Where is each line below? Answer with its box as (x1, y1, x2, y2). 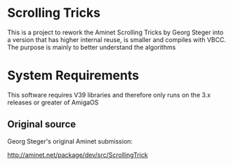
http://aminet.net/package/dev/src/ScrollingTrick (7, 151, 149, 159)
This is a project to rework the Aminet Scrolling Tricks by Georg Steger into (7, 28, 224, 36)
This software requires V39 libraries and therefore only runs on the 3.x (7, 90, 211, 99)
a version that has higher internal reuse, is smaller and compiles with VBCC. (7, 35, 227, 43)
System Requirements (7, 68, 139, 83)
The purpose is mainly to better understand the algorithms (7, 43, 176, 51)
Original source (7, 118, 76, 130)
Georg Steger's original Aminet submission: (7, 137, 133, 145)
